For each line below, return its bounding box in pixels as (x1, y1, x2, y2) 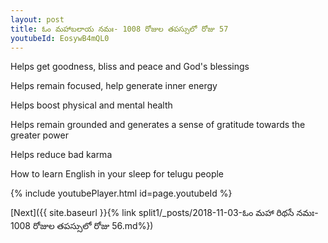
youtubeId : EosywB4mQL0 (10, 33, 110, 43)
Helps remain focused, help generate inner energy (10, 80, 218, 92)
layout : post (10, 14, 65, 25)
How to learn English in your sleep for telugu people (10, 168, 225, 180)
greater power (10, 129, 69, 141)
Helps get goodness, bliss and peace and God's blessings (10, 61, 250, 73)
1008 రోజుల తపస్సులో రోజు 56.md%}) (10, 220, 154, 232)
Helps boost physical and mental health (10, 99, 173, 111)
